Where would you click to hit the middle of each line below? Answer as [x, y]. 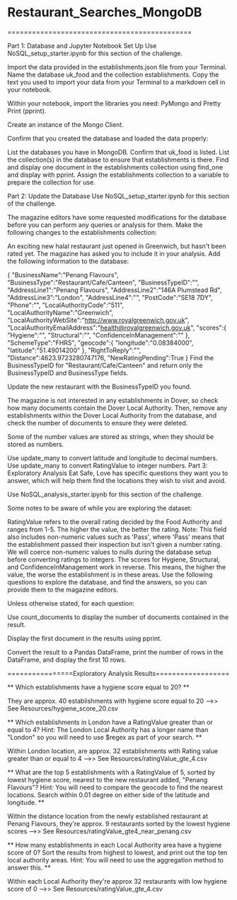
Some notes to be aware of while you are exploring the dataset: [100, 508]
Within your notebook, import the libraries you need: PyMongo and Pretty [114, 103]
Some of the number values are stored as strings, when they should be [111, 436]
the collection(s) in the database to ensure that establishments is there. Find [118, 160]
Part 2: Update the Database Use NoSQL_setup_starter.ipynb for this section [118, 196]
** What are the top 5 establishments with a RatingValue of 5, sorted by [111, 772]
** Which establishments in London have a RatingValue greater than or [110, 722]
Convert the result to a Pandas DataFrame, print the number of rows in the [115, 652]
